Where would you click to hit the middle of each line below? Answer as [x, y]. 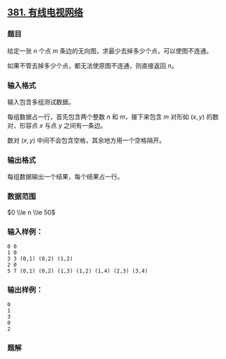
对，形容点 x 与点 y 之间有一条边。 [57, 125]
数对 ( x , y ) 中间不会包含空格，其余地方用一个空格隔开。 [86, 140]
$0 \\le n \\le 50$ [31, 212]
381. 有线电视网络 [45, 13]
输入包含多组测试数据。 [41, 102]
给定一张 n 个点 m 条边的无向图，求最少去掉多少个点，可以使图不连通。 [110, 50]
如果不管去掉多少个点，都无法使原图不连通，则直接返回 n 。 [92, 66]
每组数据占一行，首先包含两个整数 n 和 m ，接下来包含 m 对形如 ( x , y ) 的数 [113, 117]
